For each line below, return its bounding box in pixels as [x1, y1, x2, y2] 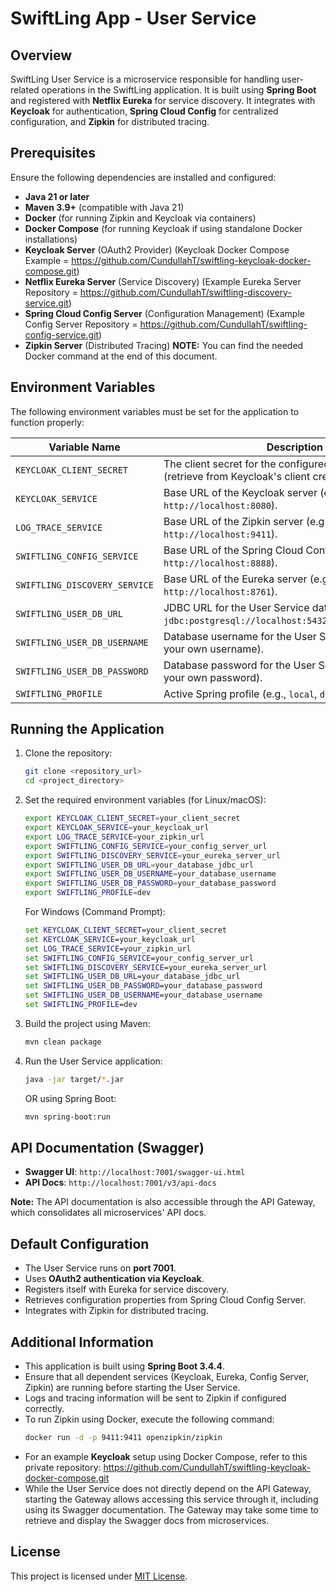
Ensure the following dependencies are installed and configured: [10, 171, 277, 183]
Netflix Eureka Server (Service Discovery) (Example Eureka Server [24, 275, 302, 287]
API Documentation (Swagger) [10, 1139, 205, 1156]
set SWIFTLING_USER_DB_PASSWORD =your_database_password [24, 981, 263, 991]
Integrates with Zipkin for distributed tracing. [24, 1305, 209, 1317]
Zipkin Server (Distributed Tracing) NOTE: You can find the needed [24, 339, 304, 351]
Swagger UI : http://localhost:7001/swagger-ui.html [24, 1166, 246, 1178]
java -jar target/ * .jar [24, 1074, 125, 1084]
